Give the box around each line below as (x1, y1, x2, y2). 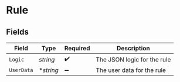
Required (64, 45, 90, 52)
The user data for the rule (96, 66, 166, 74)
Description (116, 45, 151, 52)
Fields (6, 27, 29, 37)
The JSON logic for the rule (96, 55, 171, 63)
